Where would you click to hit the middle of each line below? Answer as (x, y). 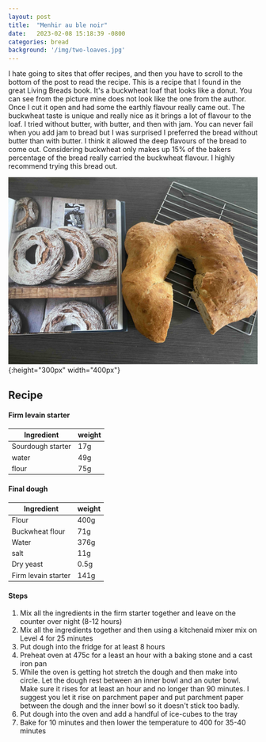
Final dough (28, 489)
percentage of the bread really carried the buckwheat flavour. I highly (122, 158)
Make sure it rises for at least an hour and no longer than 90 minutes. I (134, 689)
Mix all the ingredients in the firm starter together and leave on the (127, 613)
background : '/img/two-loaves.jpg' (67, 50)
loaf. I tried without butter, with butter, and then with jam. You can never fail (131, 124)
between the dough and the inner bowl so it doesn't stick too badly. (129, 706)
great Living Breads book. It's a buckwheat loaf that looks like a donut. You (130, 90)
